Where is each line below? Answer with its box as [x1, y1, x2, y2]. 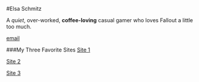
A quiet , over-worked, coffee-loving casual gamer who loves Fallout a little [6, 17, 194, 23]
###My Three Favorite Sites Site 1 [6, 46, 91, 53]
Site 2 [6, 58, 21, 65]
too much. [6, 23, 32, 30]
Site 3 [6, 69, 21, 77]
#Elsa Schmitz [6, 5, 42, 12]
